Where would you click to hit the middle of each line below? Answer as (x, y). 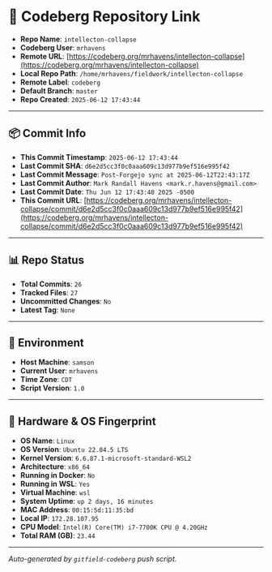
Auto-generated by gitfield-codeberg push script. (93, 559)
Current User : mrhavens (59, 371)
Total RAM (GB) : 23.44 (57, 535)
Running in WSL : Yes (55, 484)
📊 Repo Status (47, 260)
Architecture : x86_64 (55, 467)
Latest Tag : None (47, 310)
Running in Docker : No (57, 475)
